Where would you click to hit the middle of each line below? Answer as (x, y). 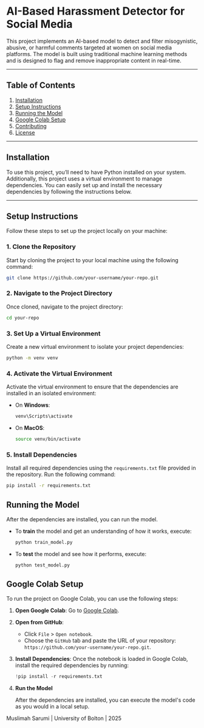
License (25, 132)
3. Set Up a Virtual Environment (53, 334)
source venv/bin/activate (48, 439)
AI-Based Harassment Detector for (96, 11)
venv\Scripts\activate (44, 416)
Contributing (31, 126)
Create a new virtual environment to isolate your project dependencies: (95, 347)
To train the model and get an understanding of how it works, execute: (104, 531)
